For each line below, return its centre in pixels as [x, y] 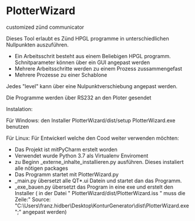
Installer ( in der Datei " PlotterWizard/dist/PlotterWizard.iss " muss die [100, 193]
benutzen [18, 126]
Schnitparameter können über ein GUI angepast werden [82, 62]
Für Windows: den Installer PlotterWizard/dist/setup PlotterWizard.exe [91, 120]
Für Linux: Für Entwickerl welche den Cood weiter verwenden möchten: [93, 138]
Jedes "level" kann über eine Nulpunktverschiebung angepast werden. [92, 86]
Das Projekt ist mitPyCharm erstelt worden [66, 149]
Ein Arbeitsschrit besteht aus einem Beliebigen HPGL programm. [93, 56]
